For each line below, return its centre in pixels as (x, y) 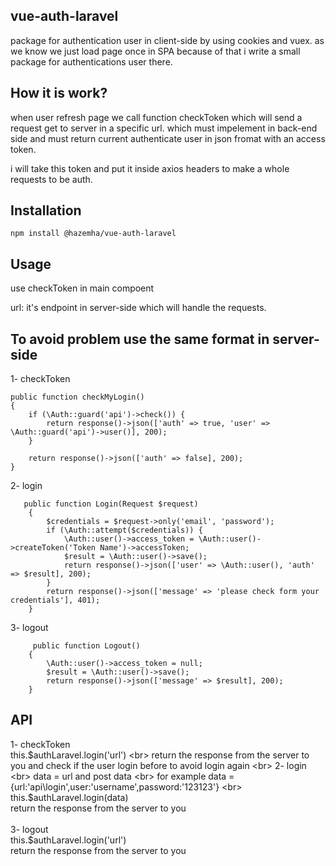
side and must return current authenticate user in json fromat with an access (168, 138)
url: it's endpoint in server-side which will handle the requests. (138, 308)
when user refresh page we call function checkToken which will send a (156, 117)
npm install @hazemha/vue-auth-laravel (93, 234)
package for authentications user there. (91, 61)
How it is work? (59, 93)
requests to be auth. (51, 179)
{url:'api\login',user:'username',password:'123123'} (115, 786)
